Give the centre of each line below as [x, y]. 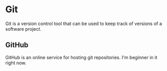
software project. [23, 29]
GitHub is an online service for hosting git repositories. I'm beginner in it [81, 57]
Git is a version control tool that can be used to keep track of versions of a [84, 23]
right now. [16, 63]
